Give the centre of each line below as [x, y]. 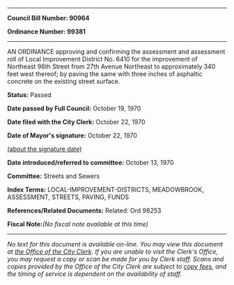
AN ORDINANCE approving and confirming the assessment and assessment [116, 52]
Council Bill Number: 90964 [48, 18]
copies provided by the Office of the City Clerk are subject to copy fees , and [117, 266]
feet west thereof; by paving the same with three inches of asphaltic [105, 74]
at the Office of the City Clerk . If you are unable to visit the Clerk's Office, [113, 251]
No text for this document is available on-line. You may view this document [115, 244]
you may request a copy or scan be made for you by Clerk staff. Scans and [116, 259]
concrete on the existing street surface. [64, 81]
